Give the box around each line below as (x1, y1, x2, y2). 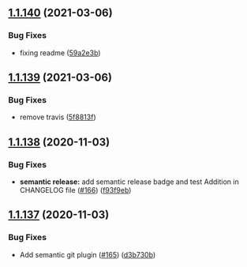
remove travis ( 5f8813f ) (19, 112, 96, 122)
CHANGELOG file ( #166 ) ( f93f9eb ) (19, 186, 132, 195)
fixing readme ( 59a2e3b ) (19, 47, 101, 58)
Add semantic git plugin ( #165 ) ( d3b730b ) (19, 250, 156, 259)
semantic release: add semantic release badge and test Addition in (19, 177, 239, 186)
